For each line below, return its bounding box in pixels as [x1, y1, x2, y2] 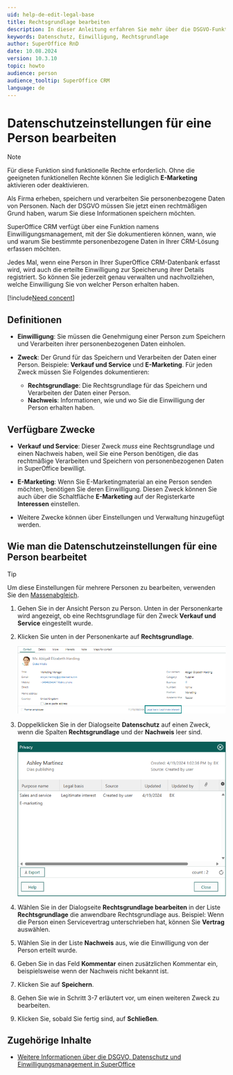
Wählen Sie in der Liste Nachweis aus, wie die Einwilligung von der [17, 938, 209, 947]
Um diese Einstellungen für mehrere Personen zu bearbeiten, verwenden [7, 583, 216, 591]
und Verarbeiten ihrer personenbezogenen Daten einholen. [17, 340, 186, 348]
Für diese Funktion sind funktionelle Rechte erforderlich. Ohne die [7, 167, 196, 175]
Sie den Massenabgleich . [7, 591, 80, 599]
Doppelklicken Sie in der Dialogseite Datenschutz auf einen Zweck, [17, 720, 211, 729]
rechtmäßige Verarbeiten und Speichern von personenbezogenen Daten [17, 457, 224, 465]
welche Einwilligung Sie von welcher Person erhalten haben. [7, 280, 180, 289]
